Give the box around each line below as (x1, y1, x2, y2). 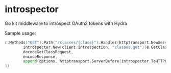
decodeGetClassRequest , (23, 49, 74, 54)
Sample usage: (5, 30, 36, 36)
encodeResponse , (23, 54, 58, 59)
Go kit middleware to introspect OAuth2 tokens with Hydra (5, 20, 127, 26)
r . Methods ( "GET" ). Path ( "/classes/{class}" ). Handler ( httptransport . (5, 40, 152, 45)
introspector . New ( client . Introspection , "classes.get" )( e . (23, 45, 152, 50)
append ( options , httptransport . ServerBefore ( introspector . (23, 59, 152, 64)
